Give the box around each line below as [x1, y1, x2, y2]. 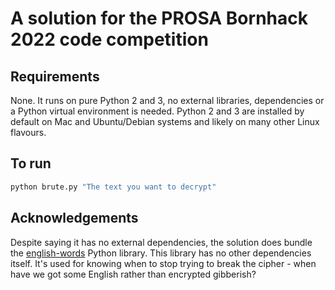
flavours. [10, 127, 47, 138]
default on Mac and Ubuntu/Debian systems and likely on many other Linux [10, 116, 320, 127]
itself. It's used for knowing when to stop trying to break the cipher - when [10, 257, 317, 269]
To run [10, 155, 52, 172]
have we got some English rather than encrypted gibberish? [10, 268, 257, 280]
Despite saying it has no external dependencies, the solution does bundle [10, 236, 313, 248]
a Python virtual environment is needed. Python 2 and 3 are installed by [10, 105, 305, 117]
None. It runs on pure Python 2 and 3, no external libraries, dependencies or [10, 95, 325, 106]
